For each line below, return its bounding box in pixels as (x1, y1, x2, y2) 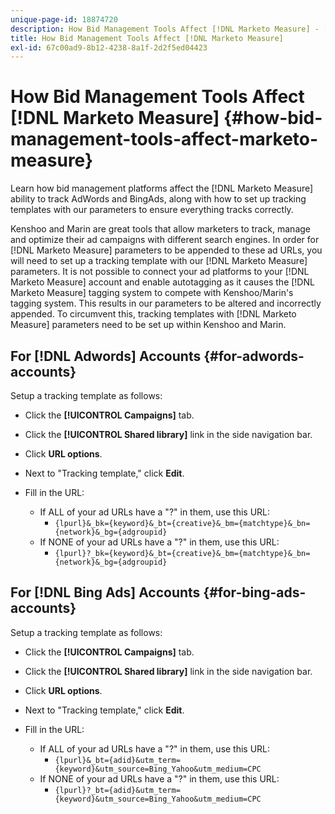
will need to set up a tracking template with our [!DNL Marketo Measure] (10, 255, 308, 267)
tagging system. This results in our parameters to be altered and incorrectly (10, 297, 322, 310)
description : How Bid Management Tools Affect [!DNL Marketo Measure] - (10, 24, 320, 34)
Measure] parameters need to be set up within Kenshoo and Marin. (10, 319, 287, 331)
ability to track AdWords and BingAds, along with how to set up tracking (10, 193, 307, 205)
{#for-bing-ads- (203, 584, 307, 601)
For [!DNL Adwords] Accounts (10, 347, 202, 365)
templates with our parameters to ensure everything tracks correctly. (10, 204, 294, 216)
